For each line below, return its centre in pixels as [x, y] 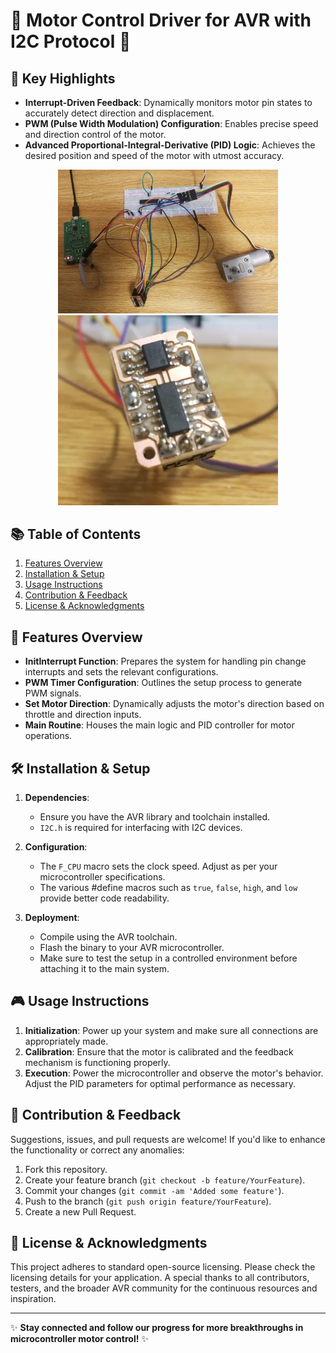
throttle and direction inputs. [83, 715]
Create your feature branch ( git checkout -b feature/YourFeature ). [165, 1180]
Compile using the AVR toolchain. [108, 937]
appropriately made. [66, 1041]
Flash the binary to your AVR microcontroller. [132, 948]
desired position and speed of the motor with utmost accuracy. [154, 155]
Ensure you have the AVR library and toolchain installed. [155, 817]
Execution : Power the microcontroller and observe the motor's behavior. [174, 1073]
